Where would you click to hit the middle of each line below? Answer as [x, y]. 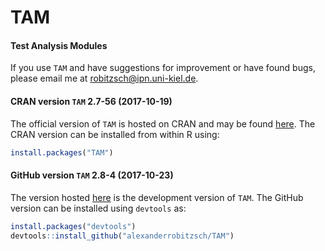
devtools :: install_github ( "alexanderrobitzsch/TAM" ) [122, 236]
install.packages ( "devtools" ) [73, 226]
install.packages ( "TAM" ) [62, 152]
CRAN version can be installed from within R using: [115, 134]
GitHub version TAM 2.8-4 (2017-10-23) [92, 175]
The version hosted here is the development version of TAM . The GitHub [157, 197]
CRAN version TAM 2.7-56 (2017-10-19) [91, 101]
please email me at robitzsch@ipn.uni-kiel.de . [104, 78]
